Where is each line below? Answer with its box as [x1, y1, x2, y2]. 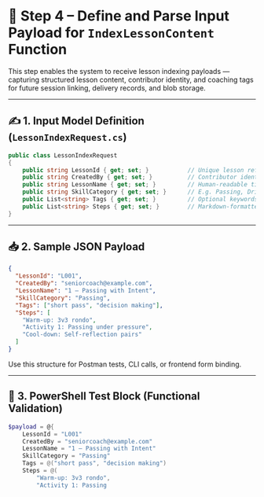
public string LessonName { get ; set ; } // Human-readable [22, 181, 247, 189]
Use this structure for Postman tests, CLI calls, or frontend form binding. [8, 359, 242, 369]
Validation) [8, 402, 63, 415]
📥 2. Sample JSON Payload [8, 240, 145, 254]
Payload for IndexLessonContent [8, 24, 214, 42]
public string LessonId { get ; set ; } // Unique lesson [22, 166, 244, 174]
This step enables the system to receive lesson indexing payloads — [8, 66, 230, 75]
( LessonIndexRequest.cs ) [8, 131, 127, 144]
